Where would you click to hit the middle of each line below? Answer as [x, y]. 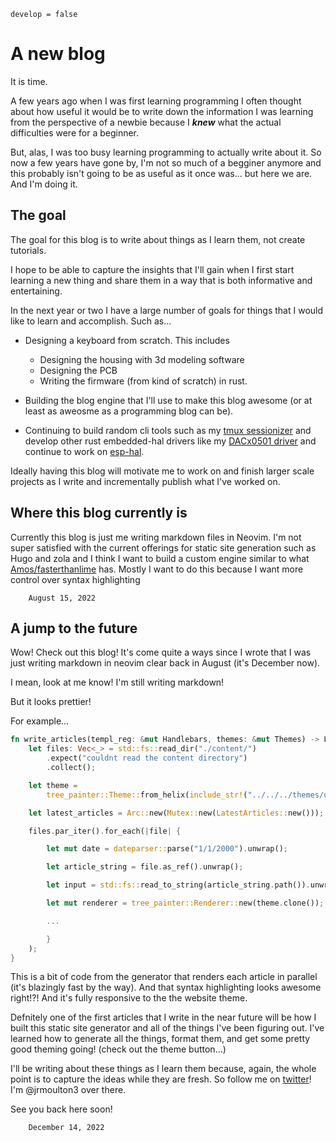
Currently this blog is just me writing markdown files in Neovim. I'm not [156, 537]
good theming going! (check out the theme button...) [118, 1049]
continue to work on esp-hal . [84, 451]
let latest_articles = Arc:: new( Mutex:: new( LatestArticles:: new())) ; [176, 813]
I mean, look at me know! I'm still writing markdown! [117, 682]
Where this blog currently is [99, 513]
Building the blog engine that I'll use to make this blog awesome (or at [168, 400]
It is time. [29, 81]
